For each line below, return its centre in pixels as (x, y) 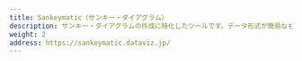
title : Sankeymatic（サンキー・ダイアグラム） (89, 17)
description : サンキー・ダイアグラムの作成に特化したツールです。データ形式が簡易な (149, 26)
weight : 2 (28, 34)
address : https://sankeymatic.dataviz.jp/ (90, 43)
